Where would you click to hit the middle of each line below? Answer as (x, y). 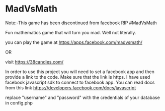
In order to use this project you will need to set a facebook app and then (80, 72)
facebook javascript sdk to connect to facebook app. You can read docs (80, 82)
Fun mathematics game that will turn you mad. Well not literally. (71, 32)
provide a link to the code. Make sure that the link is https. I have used (78, 77)
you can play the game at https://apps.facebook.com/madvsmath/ (74, 42)
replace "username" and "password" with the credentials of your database (82, 97)
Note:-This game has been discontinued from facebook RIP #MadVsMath (81, 23)
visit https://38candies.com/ (34, 62)
